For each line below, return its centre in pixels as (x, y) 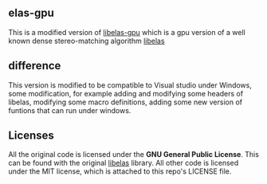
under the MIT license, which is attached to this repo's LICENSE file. (120, 171)
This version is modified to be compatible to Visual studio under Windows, (130, 85)
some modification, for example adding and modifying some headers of (126, 93)
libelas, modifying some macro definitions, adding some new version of (126, 102)
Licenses (31, 136)
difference (35, 66)
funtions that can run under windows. (70, 110)
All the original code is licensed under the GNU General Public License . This (133, 155)
